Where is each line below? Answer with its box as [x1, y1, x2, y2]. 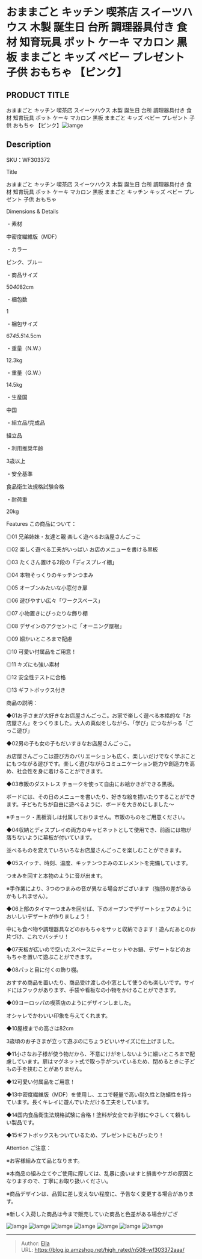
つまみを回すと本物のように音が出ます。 [6, 872, 106, 879]
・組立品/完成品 [6, 419, 46, 426]
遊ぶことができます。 [43, 953, 96, 960]
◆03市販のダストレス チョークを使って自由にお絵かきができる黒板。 [6, 780, 178, 787]
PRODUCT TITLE [6, 90, 70, 100]
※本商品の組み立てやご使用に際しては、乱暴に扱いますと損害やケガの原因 [6, 1169, 189, 1177]
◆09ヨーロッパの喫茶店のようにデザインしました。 [6, 999, 135, 1006]
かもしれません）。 [6, 892, 51, 899]
